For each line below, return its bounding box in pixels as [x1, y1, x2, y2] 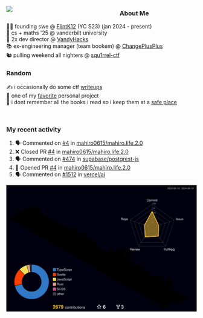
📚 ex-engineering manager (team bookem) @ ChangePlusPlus [6, 42, 163, 50]
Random [6, 69, 31, 78]
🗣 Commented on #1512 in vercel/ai [14, 170, 106, 178]
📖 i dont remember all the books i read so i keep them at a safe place [6, 98, 177, 105]
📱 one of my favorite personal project [6, 91, 99, 99]
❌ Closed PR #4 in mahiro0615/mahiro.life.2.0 [14, 148, 129, 155]
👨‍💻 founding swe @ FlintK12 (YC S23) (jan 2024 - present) [6, 23, 152, 30]
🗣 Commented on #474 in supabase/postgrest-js [14, 155, 139, 162]
